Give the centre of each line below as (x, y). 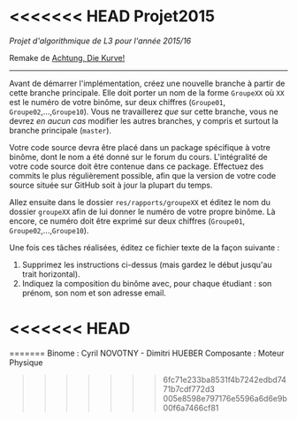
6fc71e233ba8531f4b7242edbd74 (225, 379)
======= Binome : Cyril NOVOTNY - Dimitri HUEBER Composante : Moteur (147, 353)
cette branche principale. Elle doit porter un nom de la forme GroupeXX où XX (147, 92)
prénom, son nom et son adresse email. (94, 293)
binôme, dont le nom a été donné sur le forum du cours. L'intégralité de (138, 157)
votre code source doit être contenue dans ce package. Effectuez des (137, 166)
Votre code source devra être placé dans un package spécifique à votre (140, 147)
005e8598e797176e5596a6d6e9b (225, 398)
